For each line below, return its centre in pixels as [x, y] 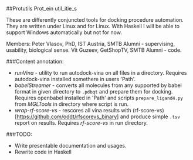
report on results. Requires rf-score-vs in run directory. [81, 123]
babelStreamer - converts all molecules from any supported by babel [98, 85]
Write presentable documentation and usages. [70, 146]
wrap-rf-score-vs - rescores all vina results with [73, 110]
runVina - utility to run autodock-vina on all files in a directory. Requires [101, 73]
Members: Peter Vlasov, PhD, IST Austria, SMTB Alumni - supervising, [90, 44]
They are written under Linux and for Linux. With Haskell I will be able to [93, 26]
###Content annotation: [35, 61]
